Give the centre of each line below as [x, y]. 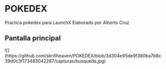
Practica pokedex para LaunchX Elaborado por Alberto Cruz [67, 22]
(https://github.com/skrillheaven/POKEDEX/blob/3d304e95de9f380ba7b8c [83, 55]
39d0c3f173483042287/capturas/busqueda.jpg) [55, 61]
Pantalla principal [33, 38]
